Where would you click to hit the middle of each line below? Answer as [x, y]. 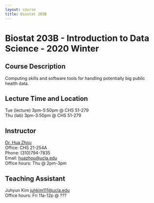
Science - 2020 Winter [52, 48]
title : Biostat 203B [26, 14]
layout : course [20, 9]
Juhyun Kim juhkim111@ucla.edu [37, 190]
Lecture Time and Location [47, 99]
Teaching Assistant [35, 178]
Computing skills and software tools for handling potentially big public [75, 78]
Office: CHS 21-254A [26, 148]
